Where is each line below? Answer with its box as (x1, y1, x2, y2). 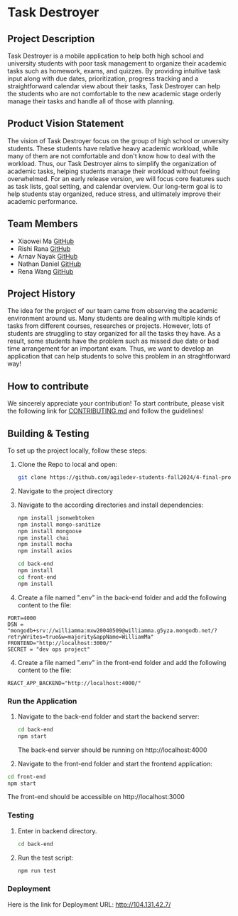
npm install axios (17, 547, 72, 555)
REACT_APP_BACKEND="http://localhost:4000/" (7, 679, 141, 686)
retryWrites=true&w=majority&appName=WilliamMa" (7, 633, 154, 640)
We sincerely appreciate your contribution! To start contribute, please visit (7, 399, 225, 408)
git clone (17, 474, 48, 481)
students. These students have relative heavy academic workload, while (7, 144, 219, 153)
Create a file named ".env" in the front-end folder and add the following (17, 658, 227, 667)
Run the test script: (17, 853, 74, 862)
